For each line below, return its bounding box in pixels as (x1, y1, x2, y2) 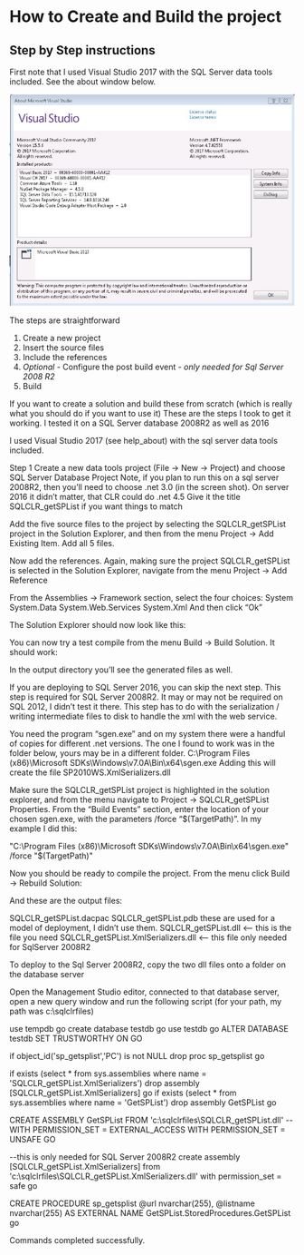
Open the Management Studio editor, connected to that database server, (9, 986, 280, 997)
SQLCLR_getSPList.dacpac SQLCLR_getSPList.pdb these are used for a (9, 912, 276, 923)
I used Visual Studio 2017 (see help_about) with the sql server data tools (9, 435, 279, 446)
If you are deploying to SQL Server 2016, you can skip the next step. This (9, 681, 281, 692)
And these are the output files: (9, 895, 123, 906)
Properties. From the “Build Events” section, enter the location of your (9, 803, 270, 814)
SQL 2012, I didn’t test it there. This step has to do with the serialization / (9, 701, 280, 711)
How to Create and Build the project (9, 6, 282, 27)
